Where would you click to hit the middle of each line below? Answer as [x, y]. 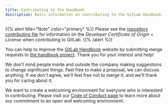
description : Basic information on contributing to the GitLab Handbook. [85, 15]
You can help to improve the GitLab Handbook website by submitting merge [84, 49]
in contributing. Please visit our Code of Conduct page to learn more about [83, 95]
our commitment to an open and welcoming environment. [65, 100]
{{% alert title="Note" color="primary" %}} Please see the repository [77, 29]
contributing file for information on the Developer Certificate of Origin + [79, 34]
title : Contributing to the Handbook [45, 10]
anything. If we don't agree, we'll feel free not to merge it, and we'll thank [81, 75]
